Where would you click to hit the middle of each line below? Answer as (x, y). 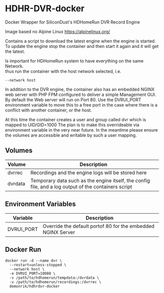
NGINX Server (59, 232)
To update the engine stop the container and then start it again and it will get (82, 46)
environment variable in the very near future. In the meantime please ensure (82, 130)
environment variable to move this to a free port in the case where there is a (81, 105)
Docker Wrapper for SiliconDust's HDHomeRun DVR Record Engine (72, 22)
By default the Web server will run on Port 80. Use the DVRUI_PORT (73, 100)
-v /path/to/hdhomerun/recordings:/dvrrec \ (55, 282)
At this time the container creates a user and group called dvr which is (76, 119)
